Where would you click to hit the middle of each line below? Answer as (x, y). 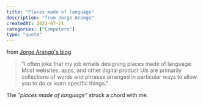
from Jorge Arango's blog (39, 52)
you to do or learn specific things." (65, 84)
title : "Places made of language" (50, 12)
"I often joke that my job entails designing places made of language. (107, 64)
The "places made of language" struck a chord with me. (77, 95)
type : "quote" (24, 35)
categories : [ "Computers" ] (41, 29)
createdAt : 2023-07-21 (35, 23)
